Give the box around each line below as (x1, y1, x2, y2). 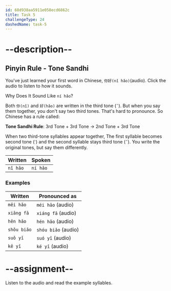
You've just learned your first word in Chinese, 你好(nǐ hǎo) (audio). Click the (5, 78, 166, 84)
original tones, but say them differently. (5, 144, 88, 151)
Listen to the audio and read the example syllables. (5, 280, 113, 286)
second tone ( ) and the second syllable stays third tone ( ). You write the (5, 139, 160, 145)
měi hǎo (8, 202, 27, 207)
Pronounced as (38, 192, 77, 200)
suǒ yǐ (8, 235, 24, 240)
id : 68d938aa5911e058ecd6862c (5, 7, 70, 13)
